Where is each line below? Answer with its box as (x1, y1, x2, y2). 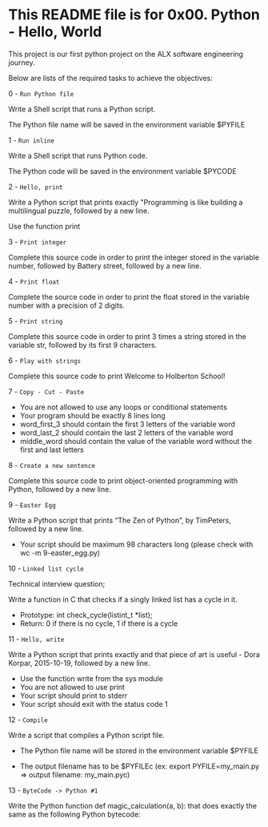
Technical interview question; (8, 579, 106, 588)
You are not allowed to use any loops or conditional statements (19, 402, 228, 412)
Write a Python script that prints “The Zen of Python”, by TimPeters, (8, 515, 232, 525)
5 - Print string (8, 316, 63, 325)
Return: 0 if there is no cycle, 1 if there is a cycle (19, 619, 178, 628)
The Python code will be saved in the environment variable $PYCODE (8, 166, 238, 175)
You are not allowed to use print (19, 682, 126, 692)
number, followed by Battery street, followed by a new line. (8, 260, 202, 270)
